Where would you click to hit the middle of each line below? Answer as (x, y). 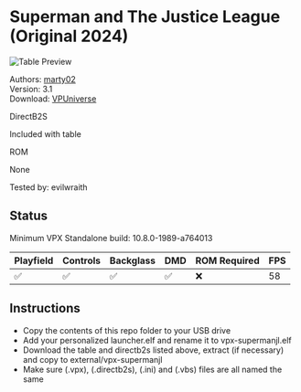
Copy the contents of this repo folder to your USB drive (127, 330)
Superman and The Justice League (145, 17)
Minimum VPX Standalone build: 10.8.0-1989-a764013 (111, 238)
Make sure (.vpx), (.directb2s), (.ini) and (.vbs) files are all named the (152, 369)
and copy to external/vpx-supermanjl (92, 359)
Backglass (132, 260)
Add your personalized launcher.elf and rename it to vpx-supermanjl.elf (157, 340)
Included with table (46, 133)
